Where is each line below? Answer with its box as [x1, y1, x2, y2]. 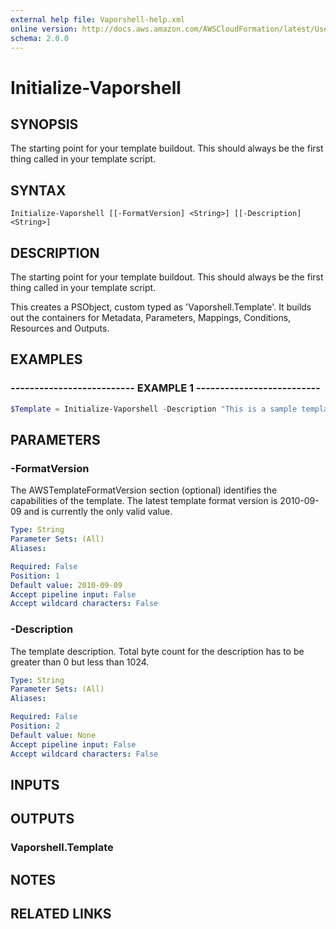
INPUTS [10, 776, 60, 793]
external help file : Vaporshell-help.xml [10, 14, 186, 25]
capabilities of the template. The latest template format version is [10, 495, 278, 507]
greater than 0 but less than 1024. [10, 656, 150, 668]
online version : [10, 24, 78, 34]
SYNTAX [10, 182, 67, 199]
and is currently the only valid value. [23, 506, 173, 518]
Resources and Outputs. [10, 322, 110, 334]
